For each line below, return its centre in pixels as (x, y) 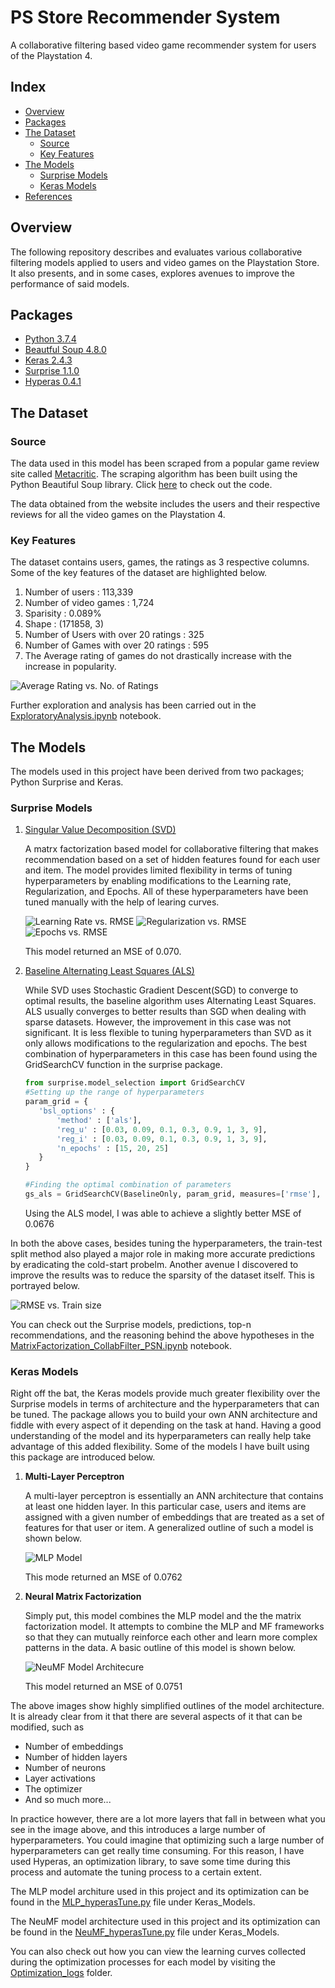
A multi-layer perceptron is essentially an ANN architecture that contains (174, 1496)
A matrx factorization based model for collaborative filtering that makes (171, 849)
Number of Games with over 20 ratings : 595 (116, 645)
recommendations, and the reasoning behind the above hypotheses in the (162, 1335)
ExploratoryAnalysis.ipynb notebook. (86, 716)
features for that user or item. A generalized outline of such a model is (169, 1528)
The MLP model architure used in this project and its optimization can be (160, 1892)
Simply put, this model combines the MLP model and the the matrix (163, 1616)
